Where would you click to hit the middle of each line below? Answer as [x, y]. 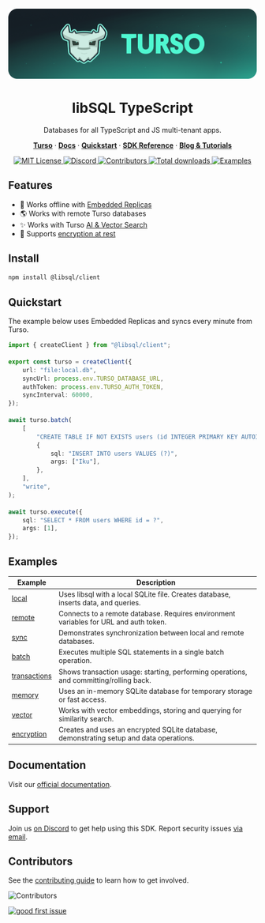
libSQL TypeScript [132, 108]
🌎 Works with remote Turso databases [83, 213]
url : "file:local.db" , [60, 370]
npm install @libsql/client [54, 277]
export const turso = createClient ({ [70, 362]
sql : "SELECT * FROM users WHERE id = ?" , [93, 520]
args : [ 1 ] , [40, 529]
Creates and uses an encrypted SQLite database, [138, 730]
